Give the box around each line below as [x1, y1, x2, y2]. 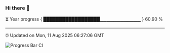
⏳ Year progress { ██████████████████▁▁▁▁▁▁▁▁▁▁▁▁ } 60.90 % [5, 16, 163, 22]
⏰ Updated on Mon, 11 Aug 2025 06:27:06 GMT [5, 32, 105, 38]
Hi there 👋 [5, 4, 30, 11]
